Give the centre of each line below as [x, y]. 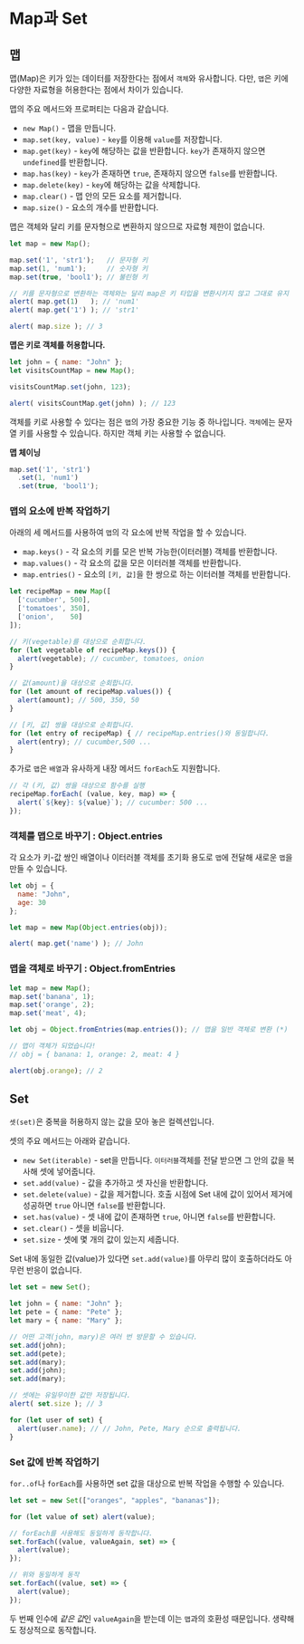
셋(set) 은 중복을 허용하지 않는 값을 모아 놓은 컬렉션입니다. [112, 1122]
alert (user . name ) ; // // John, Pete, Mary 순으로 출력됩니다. [129, 1428]
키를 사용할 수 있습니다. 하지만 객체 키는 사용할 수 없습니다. [122, 433]
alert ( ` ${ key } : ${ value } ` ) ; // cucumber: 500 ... [113, 803]
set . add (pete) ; [38, 1354]
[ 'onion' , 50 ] [50, 617]
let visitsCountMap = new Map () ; [72, 370]
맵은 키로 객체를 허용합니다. [57, 345]
